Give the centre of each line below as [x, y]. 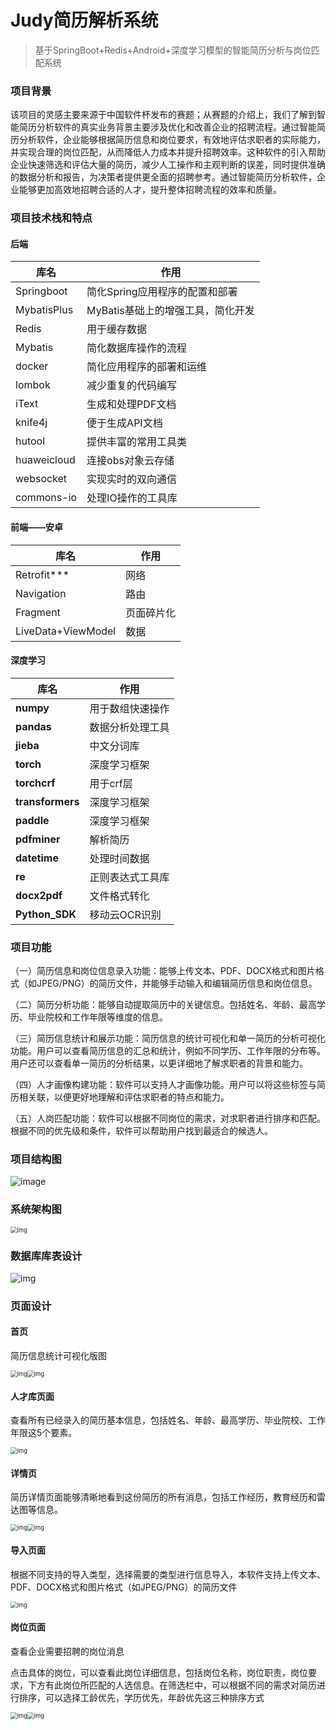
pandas [33, 726]
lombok [33, 385]
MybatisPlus [44, 310]
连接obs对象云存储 [130, 461]
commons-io [46, 498]
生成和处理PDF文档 [131, 404]
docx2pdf [39, 895]
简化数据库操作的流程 [137, 348]
